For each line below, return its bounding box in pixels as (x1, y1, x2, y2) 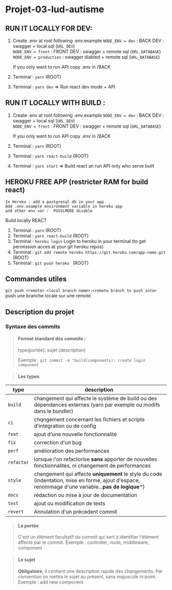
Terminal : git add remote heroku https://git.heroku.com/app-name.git (12, 249, 166, 255)
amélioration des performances (34, 447, 110, 455)
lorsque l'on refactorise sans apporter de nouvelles (34, 456, 157, 463)
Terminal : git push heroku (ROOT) (12, 260, 89, 266)
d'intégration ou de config (34, 422, 96, 430)
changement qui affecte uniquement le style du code (34, 471, 162, 478)
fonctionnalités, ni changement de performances (34, 462, 151, 470)
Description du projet (5, 308, 75, 316)
